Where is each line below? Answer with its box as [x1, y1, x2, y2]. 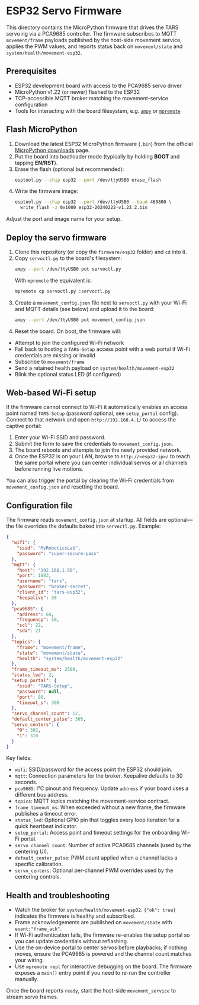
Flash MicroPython [6, 125, 78, 135]
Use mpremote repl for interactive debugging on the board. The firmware [14, 963, 192, 970]
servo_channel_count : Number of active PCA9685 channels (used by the [14, 842, 191, 849]
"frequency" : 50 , [17, 617, 60, 623]
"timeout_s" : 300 [17, 699, 60, 706]
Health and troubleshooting [6, 890, 110, 901]
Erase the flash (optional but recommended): [14, 165, 124, 173]
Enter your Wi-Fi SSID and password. [14, 434, 105, 441]
